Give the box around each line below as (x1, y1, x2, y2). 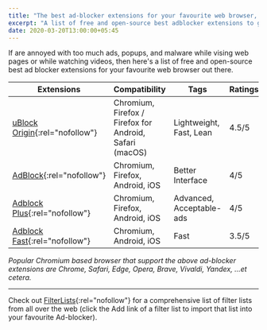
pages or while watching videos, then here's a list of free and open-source (8, 56, 253, 66)
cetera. (8, 273, 32, 282)
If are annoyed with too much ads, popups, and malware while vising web (8, 49, 249, 58)
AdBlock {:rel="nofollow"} (12, 170, 106, 181)
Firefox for (113, 117, 153, 128)
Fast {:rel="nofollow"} (12, 235, 91, 247)
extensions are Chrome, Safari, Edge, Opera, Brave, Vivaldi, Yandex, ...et (8, 264, 248, 274)
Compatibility (113, 84, 166, 95)
